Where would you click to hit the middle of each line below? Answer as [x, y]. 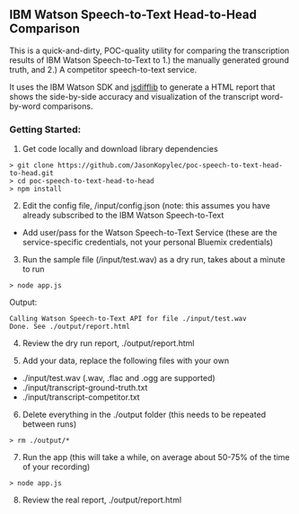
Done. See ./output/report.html [70, 327]
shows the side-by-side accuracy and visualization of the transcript [134, 96]
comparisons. [68, 106]
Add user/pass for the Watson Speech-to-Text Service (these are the [149, 233]
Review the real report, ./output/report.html [102, 500]
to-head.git [31, 173]
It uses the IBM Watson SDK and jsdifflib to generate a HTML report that [142, 87]
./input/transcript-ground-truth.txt [85, 388]
